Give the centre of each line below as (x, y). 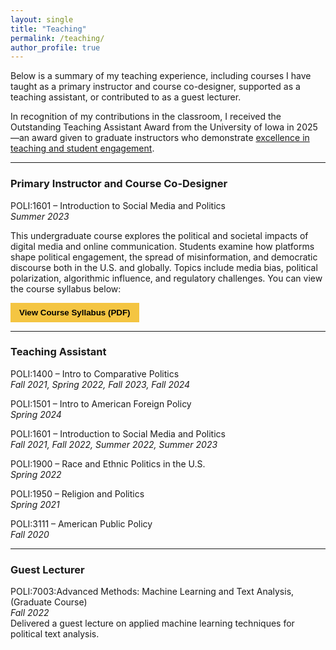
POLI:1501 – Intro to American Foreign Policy (101, 403)
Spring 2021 (35, 504)
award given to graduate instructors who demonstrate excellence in (170, 138)
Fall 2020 (30, 534)
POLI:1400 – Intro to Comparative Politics (95, 373)
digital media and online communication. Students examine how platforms (162, 246)
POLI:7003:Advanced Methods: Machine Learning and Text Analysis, (152, 592)
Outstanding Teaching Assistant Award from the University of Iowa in (152, 127)
